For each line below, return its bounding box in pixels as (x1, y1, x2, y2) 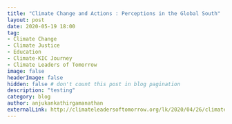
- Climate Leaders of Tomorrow (7, 61, 97, 68)
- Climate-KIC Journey (7, 55, 72, 62)
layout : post (7, 17, 45, 23)
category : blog (7, 94, 51, 101)
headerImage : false (7, 74, 64, 81)
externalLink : (7, 106, 48, 113)
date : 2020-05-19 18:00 (7, 23, 76, 30)
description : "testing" (7, 87, 76, 94)
